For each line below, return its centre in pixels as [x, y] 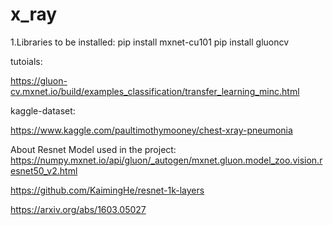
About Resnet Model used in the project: [93, 149]
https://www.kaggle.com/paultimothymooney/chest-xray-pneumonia [151, 130]
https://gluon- [39, 80]
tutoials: [26, 61]
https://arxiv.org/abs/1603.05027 [78, 209]
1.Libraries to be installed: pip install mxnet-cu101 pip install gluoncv [150, 42]
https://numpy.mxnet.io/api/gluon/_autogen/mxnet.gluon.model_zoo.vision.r [166, 160]
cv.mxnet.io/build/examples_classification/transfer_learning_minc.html [155, 91]
